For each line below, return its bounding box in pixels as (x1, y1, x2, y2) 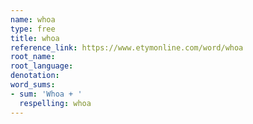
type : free (10, 24, 56, 34)
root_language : (10, 61, 74, 71)
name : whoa (10, 14, 56, 25)
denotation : (10, 71, 60, 81)
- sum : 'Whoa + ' (10, 89, 83, 99)
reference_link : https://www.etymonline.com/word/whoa (10, 42, 244, 53)
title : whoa (10, 33, 60, 43)
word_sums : (10, 80, 56, 90)
